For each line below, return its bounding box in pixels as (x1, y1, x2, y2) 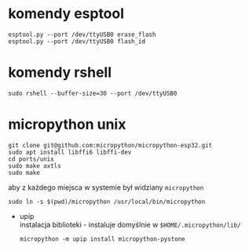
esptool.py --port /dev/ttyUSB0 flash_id (8, 37, 146, 45)
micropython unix (8, 115, 126, 133)
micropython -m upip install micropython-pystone (19, 235, 186, 243)
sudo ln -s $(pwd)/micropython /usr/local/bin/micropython (8, 198, 206, 206)
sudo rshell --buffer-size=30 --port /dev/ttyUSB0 (8, 89, 178, 97)
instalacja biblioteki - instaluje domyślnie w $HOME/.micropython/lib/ (19, 220, 241, 229)
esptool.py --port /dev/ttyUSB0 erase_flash (8, 31, 156, 38)
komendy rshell (8, 64, 112, 82)
